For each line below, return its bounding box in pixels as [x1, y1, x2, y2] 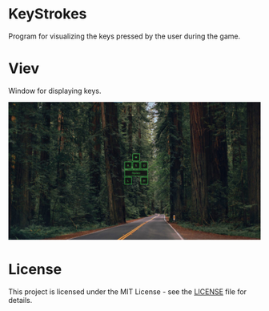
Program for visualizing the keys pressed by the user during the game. [8, 31, 241, 41]
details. [8, 295, 33, 305]
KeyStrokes [8, 5, 87, 23]
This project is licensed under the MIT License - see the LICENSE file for [8, 286, 247, 297]
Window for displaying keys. [8, 86, 102, 95]
